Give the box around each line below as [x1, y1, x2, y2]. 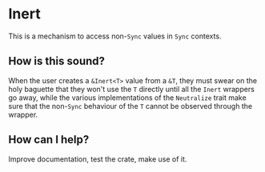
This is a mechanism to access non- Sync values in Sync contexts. [8, 31, 222, 41]
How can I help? [8, 133, 90, 146]
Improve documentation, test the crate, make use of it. [8, 154, 187, 164]
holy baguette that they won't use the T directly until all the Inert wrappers [8, 84, 255, 94]
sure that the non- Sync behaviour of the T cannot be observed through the [8, 101, 253, 110]
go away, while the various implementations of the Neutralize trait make [8, 93, 247, 102]
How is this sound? [8, 54, 106, 68]
